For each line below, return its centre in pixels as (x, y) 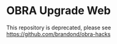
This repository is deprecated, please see (59, 28)
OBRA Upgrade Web (59, 11)
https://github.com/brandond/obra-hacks (58, 34)
